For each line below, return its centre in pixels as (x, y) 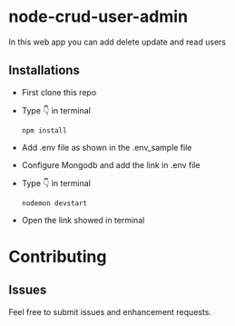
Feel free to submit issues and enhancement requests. (110, 311)
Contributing (58, 257)
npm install (44, 130)
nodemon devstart (54, 203)
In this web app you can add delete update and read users (117, 42)
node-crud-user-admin (98, 17)
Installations (44, 70)
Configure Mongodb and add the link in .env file (111, 164)
